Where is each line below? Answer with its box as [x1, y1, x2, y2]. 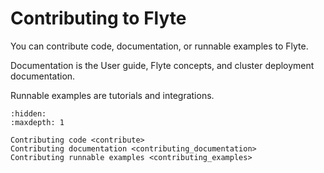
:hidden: [10, 108, 47, 119]
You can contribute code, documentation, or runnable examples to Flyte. [10, 40, 309, 52]
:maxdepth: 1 [10, 117, 65, 127]
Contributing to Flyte [10, 7, 187, 30]
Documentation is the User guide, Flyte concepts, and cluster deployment [10, 59, 315, 71]
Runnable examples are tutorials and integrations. [10, 89, 215, 101]
